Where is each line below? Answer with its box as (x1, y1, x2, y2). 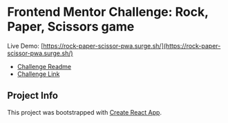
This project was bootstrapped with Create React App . (7, 108, 162, 116)
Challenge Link (17, 70, 60, 78)
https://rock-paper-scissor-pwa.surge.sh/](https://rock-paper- (43, 41, 221, 50)
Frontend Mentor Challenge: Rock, (7, 4, 209, 20)
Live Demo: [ (7, 41, 44, 50)
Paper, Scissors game (7, 19, 135, 35)
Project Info (7, 90, 59, 102)
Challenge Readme (17, 62, 72, 70)
